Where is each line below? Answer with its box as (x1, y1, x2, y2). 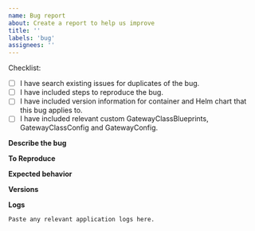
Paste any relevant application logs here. (8, 216, 155, 224)
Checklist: (8, 63, 41, 72)
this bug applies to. (19, 105, 83, 115)
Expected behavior (8, 169, 73, 179)
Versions (8, 185, 39, 194)
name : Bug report (8, 11, 66, 20)
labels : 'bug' (8, 33, 56, 42)
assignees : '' (8, 41, 56, 49)
